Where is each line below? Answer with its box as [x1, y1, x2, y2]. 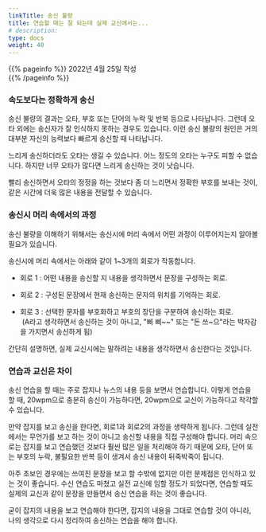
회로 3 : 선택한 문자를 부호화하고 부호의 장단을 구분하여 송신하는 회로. [19, 307, 234, 316]
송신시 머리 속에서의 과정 [8, 209, 97, 221]
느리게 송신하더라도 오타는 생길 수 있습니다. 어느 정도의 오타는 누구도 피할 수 [8, 151, 244, 160]
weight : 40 [8, 41, 44, 49]
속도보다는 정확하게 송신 [8, 95, 95, 106]
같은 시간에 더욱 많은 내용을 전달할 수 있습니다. [8, 188, 152, 198]
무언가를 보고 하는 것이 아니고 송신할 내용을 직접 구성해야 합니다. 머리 [29, 432, 244, 442]
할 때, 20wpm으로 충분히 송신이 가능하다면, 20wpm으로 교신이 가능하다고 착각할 [8, 395, 259, 405]
